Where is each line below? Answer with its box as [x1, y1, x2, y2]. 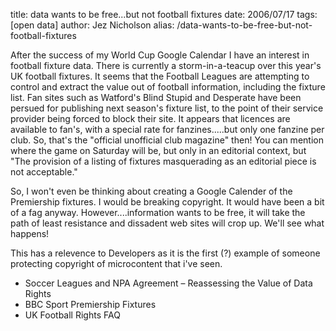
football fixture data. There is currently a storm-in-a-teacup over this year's [10, 60, 322, 71]
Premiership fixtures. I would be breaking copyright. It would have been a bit [10, 196, 325, 208]
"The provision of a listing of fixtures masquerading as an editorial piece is [10, 155, 317, 167]
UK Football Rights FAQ [24, 309, 121, 321]
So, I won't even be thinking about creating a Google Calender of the [10, 185, 293, 197]
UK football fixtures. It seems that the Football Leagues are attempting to [10, 70, 310, 82]
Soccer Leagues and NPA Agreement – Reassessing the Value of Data [24, 277, 313, 289]
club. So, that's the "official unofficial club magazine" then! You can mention [10, 134, 324, 146]
